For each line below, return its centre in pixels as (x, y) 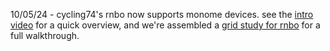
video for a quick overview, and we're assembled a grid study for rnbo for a (165, 25)
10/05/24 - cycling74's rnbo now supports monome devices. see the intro (162, 14)
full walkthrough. (45, 35)
